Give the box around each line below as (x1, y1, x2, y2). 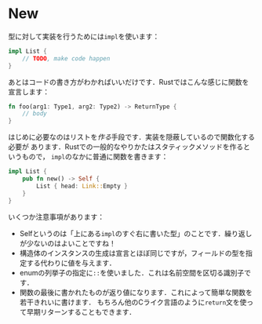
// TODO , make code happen (22, 54, 111, 63)
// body (22, 110, 47, 118)
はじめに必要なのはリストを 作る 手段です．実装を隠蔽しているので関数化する (8, 133, 256, 142)
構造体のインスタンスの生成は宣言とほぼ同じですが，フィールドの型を (19, 248, 246, 257)
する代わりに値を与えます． (26, 258, 116, 268)
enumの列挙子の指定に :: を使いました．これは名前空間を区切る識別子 (19, 268, 245, 277)
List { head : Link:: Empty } (36, 182, 128, 190)
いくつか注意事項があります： (8, 212, 104, 221)
